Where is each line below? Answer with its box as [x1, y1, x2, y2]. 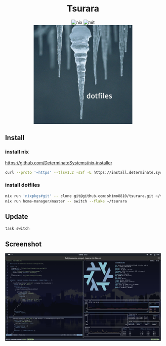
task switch [5, 226, 30, 231]
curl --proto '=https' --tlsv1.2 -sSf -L [5, 170, 92, 175]
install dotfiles [5, 182, 41, 189]
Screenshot [5, 240, 42, 248]
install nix [5, 148, 29, 155]
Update [5, 212, 29, 221]
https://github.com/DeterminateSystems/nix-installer [5, 159, 113, 166]
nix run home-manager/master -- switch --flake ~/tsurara [5, 198, 127, 203]
